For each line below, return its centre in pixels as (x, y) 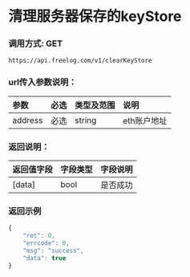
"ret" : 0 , (39, 236)
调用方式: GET (35, 43)
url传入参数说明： (43, 83)
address (28, 120)
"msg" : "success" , (53, 251)
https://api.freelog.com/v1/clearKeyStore (80, 61)
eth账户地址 (145, 120)
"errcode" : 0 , (46, 243)
